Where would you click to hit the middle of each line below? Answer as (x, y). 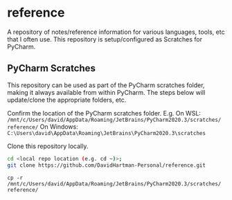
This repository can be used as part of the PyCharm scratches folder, (106, 85)
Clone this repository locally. (48, 146)
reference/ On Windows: (43, 127)
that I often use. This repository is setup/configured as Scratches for (105, 39)
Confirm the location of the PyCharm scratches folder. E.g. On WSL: (104, 113)
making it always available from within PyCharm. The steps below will (106, 92)
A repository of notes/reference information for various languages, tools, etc (116, 32)
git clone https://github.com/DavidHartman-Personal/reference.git (107, 165)
